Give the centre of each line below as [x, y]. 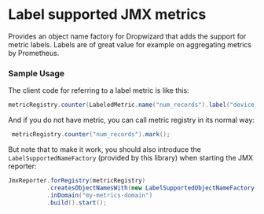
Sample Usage [37, 73]
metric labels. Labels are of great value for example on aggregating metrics [130, 44]
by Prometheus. [34, 53]
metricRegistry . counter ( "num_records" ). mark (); [91, 135]
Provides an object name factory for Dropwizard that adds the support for [127, 36]
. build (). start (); [77, 202]
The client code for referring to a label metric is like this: [99, 90]
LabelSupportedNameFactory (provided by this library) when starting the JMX [131, 157]
